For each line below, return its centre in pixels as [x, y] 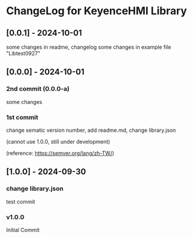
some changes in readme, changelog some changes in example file [88, 47]
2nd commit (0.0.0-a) [38, 89]
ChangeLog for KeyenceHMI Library [96, 11]
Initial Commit [23, 230]
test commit [21, 201]
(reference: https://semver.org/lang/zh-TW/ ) [60, 153]
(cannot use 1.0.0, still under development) [58, 141]
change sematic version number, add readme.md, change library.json [91, 130]
